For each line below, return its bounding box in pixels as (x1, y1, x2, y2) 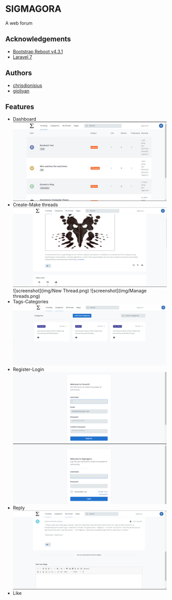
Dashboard (12, 116, 37, 122)
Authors (5, 69, 32, 77)
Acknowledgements (5, 35, 71, 43)
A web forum (5, 20, 33, 26)
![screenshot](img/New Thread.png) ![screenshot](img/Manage (12, 287, 147, 294)
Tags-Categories (12, 298, 49, 304)
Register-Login (12, 366, 45, 372)
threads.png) (12, 293, 40, 299)
